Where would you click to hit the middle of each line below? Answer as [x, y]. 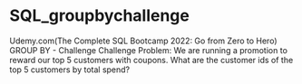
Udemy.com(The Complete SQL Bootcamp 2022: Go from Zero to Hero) [144, 41]
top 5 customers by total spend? [70, 70]
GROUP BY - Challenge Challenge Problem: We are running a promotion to [149, 50]
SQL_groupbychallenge [100, 16]
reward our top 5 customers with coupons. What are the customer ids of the [151, 60]
